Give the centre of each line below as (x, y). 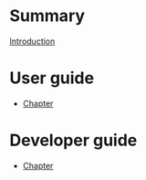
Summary (47, 16)
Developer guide (73, 140)
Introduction (32, 41)
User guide (52, 78)
